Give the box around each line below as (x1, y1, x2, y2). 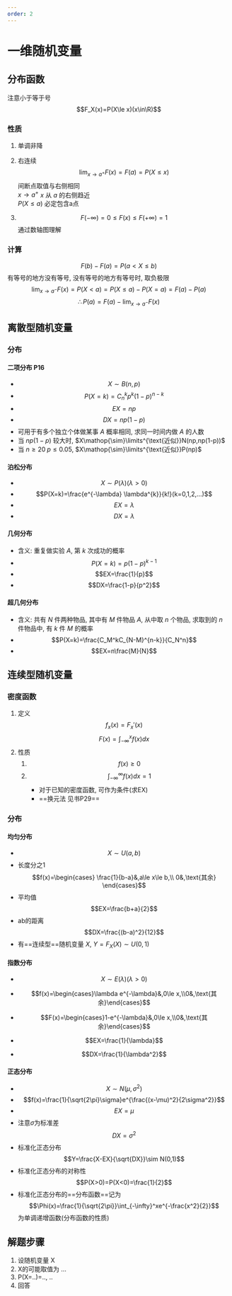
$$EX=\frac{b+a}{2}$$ (91, 905, 158, 913)
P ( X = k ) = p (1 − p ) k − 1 (91, 557, 157, 567)
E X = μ (114, 1106, 134, 1115)
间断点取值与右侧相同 (17, 181, 80, 190)
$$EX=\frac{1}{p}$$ (95, 570, 153, 579)
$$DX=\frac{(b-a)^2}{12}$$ (83, 928, 165, 937)
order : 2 (7, 10, 33, 18)
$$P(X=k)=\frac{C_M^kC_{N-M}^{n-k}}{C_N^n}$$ (51, 635, 197, 644)
